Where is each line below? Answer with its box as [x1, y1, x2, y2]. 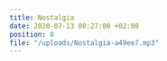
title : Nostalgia [9, 13, 75, 22]
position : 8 [9, 30, 54, 39]
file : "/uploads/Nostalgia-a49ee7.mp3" [9, 38, 160, 48]
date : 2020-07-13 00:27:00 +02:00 [9, 22, 140, 30]
